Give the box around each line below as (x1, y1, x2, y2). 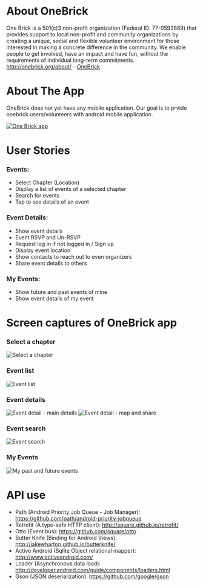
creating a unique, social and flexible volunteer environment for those (6, 37, 180, 44)
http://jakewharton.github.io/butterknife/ (15, 541, 116, 548)
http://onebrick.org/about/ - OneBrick (6, 62, 100, 70)
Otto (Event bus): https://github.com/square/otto (15, 527, 136, 534)
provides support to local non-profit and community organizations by (6, 30, 179, 38)
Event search (6, 424, 46, 433)
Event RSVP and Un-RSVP (15, 233, 81, 241)
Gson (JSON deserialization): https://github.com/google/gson (15, 573, 169, 580)
